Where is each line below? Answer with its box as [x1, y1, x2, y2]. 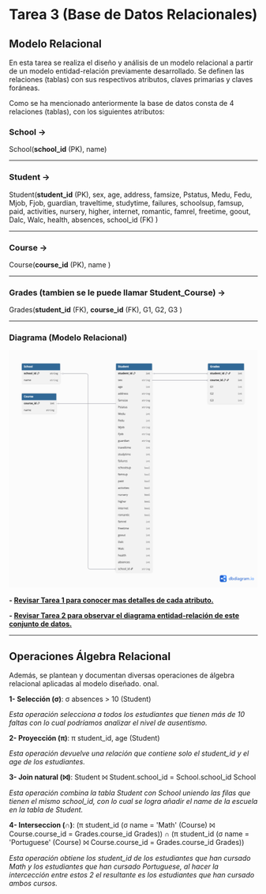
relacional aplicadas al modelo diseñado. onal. [9, 679, 159, 688]
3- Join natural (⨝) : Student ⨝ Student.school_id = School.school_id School [9, 772, 257, 782]
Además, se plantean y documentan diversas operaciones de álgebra [9, 670, 235, 681]
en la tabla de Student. [9, 805, 84, 815]
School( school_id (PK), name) [9, 145, 107, 154]
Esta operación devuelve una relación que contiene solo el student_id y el [9, 749, 249, 758]
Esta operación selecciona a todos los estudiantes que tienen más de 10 [9, 710, 245, 719]
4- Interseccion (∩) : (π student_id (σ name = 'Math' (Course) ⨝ [9, 820, 215, 830]
